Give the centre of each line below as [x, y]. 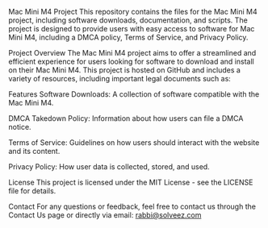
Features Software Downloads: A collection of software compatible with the [134, 94]
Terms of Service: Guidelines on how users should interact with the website [134, 143]
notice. [20, 127]
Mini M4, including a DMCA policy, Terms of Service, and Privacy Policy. [128, 37]
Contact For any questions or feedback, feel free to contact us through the [132, 206]
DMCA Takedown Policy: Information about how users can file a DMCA [126, 118]
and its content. [34, 151]
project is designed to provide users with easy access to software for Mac [132, 29]
